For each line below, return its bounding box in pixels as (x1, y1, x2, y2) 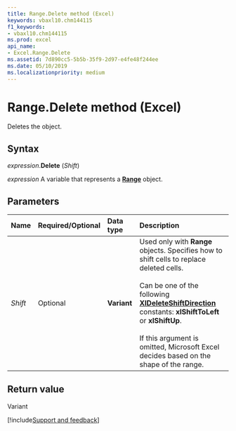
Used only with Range (139, 237, 213, 246)
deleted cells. (139, 263, 184, 273)
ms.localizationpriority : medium (7, 69, 105, 76)
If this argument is (139, 333, 199, 343)
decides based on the (139, 351, 211, 361)
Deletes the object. (7, 122, 62, 131)
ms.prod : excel (7, 37, 52, 44)
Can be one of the (139, 281, 199, 291)
